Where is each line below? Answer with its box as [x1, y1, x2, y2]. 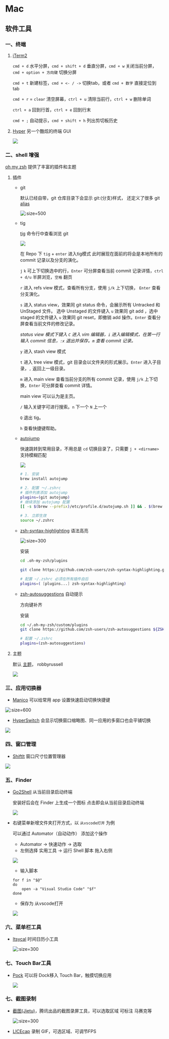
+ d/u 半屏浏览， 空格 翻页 [20, 274, 73, 280]
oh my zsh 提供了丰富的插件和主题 [5, 164, 76, 170]
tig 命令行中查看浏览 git [20, 230, 69, 237]
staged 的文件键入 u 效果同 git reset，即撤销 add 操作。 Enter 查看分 [20, 315, 161, 321]
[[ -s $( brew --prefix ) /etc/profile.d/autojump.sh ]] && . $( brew [20, 504, 162, 509]
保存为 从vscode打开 [20, 900, 63, 906]
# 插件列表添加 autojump [20, 490, 68, 495]
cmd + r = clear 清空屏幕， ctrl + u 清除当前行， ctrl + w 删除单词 [12, 96, 151, 102]
